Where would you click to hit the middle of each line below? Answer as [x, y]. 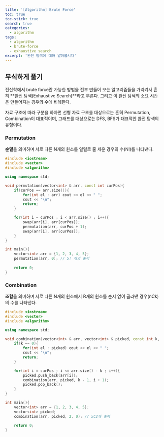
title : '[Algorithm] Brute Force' [41, 10]
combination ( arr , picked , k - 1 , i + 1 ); [66, 380]
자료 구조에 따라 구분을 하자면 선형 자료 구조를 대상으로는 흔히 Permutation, [78, 113]
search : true [18, 23]
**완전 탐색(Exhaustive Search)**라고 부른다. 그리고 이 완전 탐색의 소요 [80, 96]
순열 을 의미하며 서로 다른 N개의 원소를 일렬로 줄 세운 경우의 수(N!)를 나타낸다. [79, 149]
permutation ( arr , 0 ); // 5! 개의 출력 [52, 259]
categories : [17, 28]
